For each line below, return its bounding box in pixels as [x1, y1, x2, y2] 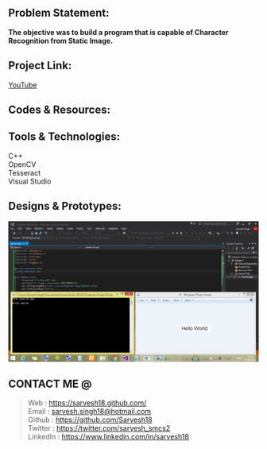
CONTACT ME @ [8, 377, 92, 391]
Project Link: [8, 59, 72, 72]
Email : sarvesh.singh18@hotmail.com [27, 407, 152, 416]
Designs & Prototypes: [8, 199, 122, 213]
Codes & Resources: [8, 103, 111, 117]
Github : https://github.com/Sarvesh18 [27, 415, 153, 424]
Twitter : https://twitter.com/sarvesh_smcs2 [27, 424, 171, 433]
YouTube [8, 79, 37, 90]
